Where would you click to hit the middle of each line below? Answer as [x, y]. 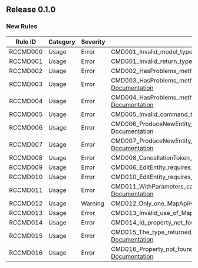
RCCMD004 [26, 101]
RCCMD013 [26, 213]
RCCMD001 [26, 61]
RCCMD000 [26, 51]
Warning [93, 203]
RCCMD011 [26, 190]
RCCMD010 [26, 177]
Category [62, 42]
